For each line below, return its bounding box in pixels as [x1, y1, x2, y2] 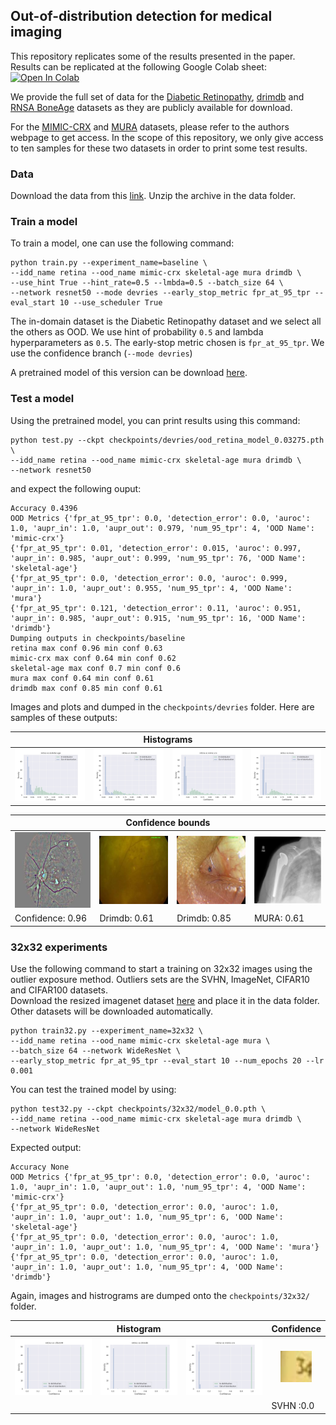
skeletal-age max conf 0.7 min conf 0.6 [10, 663, 182, 673]
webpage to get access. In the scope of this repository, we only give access [10, 131, 324, 143]
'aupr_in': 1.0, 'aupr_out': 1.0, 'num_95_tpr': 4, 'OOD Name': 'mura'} [10, 1242, 320, 1253]
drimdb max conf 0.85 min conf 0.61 [10, 683, 163, 693]
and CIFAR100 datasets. [10, 984, 108, 996]
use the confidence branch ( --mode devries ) [10, 347, 193, 359]
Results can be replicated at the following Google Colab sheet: [10, 60, 267, 73]
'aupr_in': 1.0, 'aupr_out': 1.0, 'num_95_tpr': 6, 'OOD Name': [10, 1212, 284, 1223]
